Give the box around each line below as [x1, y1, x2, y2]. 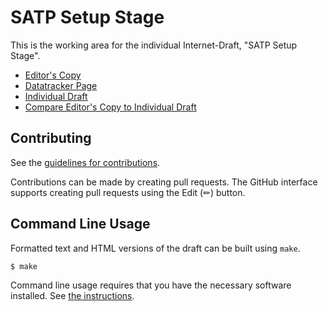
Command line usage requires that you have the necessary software [10, 279, 292, 291]
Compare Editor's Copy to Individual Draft [24, 101, 197, 113]
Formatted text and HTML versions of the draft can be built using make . [10, 242, 301, 254]
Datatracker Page [24, 79, 98, 91]
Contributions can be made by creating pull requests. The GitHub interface [10, 176, 318, 188]
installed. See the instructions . [10, 290, 135, 302]
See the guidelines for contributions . [10, 156, 161, 168]
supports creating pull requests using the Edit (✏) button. [10, 186, 246, 198]
